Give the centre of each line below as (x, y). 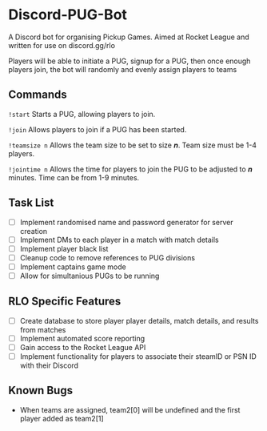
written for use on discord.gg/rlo (62, 45)
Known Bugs (41, 391)
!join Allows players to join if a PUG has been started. (98, 129)
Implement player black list (64, 248)
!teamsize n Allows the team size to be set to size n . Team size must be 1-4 (133, 145)
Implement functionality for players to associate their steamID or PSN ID (138, 356)
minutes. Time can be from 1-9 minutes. (74, 177)
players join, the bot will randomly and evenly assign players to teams (123, 69)
